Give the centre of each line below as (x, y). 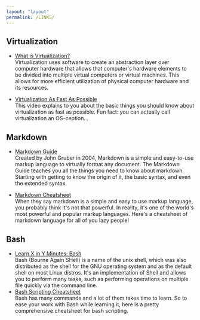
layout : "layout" (28, 12)
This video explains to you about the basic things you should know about (104, 106)
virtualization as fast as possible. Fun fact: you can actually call (92, 112)
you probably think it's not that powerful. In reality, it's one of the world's (104, 208)
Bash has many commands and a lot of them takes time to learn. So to (101, 298)
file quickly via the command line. (56, 285)
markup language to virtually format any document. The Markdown (97, 164)
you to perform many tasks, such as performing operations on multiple (102, 279)
